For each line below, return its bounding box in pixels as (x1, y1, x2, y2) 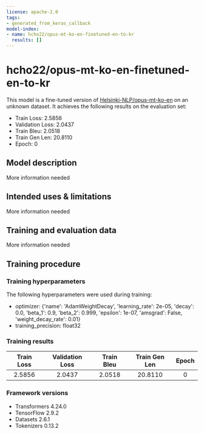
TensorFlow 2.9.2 (15, 409, 59, 416)
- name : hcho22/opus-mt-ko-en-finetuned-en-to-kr (6, 32, 135, 38)
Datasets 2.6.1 (15, 415, 50, 422)
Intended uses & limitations (6, 192, 112, 202)
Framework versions (6, 389, 69, 398)
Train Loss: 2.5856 (15, 114, 63, 121)
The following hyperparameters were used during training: (6, 291, 152, 298)
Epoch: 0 (15, 140, 38, 147)
